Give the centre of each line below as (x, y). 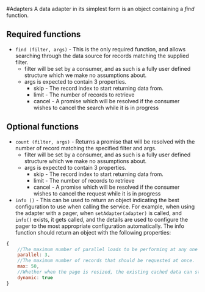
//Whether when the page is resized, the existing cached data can (105, 272)
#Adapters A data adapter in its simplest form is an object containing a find (100, 9)
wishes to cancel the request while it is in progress (97, 193)
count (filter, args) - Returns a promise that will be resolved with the (105, 141)
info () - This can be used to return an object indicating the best (97, 200)
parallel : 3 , (34, 255)
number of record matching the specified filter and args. (86, 148)
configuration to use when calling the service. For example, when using (105, 206)
